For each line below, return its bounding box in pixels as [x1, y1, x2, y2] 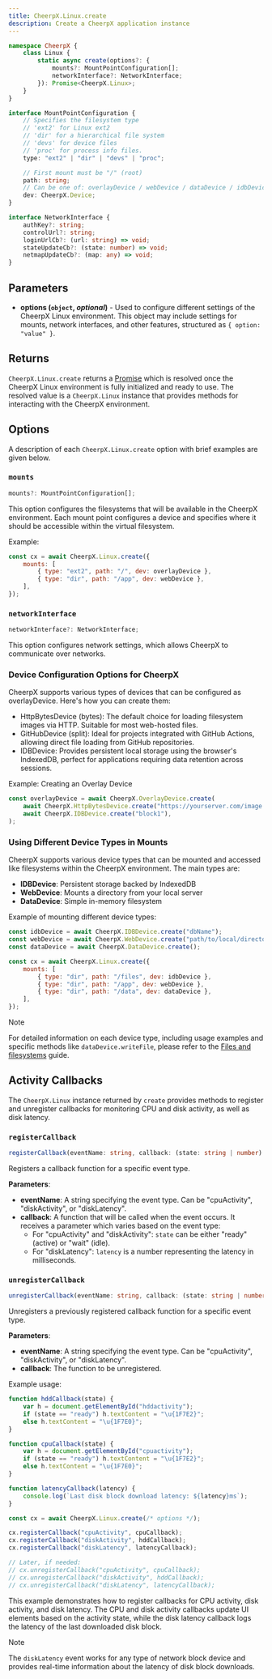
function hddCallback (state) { [8, 1395, 114, 1404]
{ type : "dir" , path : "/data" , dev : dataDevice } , [37, 987, 212, 996]
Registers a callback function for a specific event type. [8, 1163, 190, 1173]
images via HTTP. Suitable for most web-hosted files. [19, 720, 198, 730]
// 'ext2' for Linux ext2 [23, 124, 111, 132]
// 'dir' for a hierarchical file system [23, 131, 164, 140]
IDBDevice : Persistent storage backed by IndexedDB [19, 880, 197, 889]
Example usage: [8, 1379, 62, 1389]
